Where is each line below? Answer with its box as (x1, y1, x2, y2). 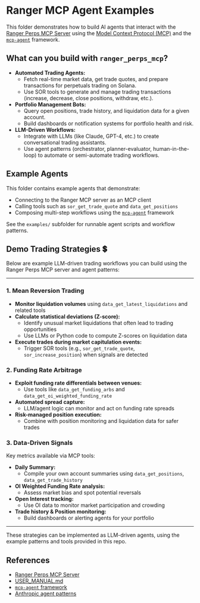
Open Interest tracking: (14, 496, 74, 503)
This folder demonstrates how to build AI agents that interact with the (6, 23, 176, 30)
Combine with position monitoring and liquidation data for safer (23, 417, 179, 424)
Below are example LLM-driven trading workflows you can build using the (6, 260, 187, 267)
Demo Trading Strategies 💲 (6, 244, 107, 254)
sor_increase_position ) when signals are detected (23, 351, 148, 358)
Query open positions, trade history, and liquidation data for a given (23, 107, 189, 114)
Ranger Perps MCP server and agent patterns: (6, 266, 120, 273)
